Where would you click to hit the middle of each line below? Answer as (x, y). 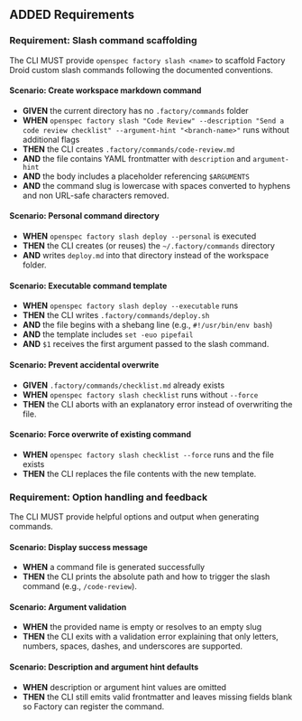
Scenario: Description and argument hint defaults (104, 667)
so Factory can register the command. (93, 706)
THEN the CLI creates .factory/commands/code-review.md (128, 149)
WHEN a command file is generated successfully (114, 567)
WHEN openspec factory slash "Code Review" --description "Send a (153, 120)
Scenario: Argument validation (68, 607)
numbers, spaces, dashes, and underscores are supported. (133, 646)
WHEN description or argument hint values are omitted (124, 687)
